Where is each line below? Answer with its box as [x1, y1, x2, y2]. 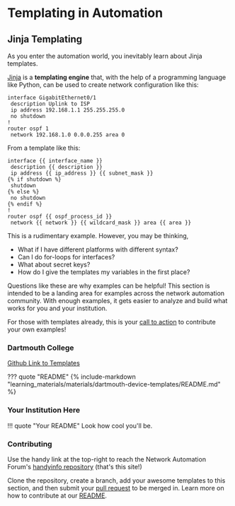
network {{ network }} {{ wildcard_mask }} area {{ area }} [10, 219, 192, 226]
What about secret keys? [17, 260, 91, 269]
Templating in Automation [7, 5, 164, 21]
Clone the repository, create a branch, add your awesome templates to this [7, 476, 226, 485]
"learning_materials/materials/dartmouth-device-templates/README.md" [7, 380, 221, 389]
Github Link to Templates [7, 359, 80, 367]
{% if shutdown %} [7, 176, 62, 183]
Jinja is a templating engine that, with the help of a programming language [7, 73, 227, 81]
